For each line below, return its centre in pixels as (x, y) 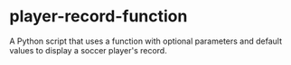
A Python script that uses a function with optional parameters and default (146, 41)
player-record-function (99, 16)
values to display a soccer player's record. (88, 50)
